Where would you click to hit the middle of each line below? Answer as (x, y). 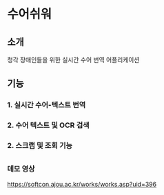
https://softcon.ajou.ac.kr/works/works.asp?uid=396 (82, 184)
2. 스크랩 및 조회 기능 (40, 146)
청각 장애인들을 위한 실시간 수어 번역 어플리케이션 (73, 60)
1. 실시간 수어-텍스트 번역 (47, 105)
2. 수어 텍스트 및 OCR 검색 (48, 125)
